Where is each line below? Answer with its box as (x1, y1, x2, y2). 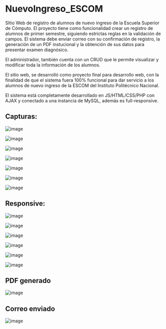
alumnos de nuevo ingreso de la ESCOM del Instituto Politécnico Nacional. (5, 82, 160, 89)
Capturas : (5, 112, 37, 121)
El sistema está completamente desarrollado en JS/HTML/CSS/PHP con (5, 92, 155, 98)
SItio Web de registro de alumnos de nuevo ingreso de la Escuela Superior (5, 20, 160, 26)
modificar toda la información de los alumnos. (5, 62, 100, 68)
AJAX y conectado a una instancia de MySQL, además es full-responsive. (5, 97, 159, 104)
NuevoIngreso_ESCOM (5, 3, 103, 15)
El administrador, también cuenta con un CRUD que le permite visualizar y (5, 56, 159, 62)
